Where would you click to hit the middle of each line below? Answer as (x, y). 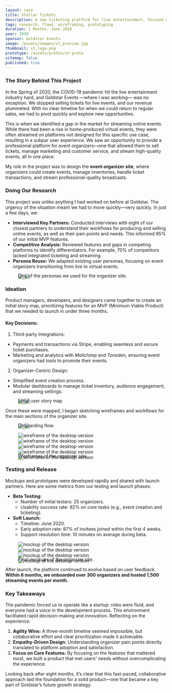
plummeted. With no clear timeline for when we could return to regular (79, 108)
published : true (23, 63)
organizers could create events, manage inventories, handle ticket (75, 172)
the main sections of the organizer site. (47, 416)
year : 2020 (17, 34)
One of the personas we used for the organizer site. (72, 276)
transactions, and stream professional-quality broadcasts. (66, 177)
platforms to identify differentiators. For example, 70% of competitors (86, 250)
